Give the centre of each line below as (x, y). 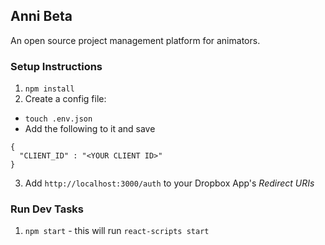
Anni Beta (41, 16)
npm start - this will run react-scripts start (117, 231)
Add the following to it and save (90, 129)
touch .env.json (58, 119)
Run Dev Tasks (47, 209)
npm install (49, 89)
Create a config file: (65, 99)
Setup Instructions (56, 66)
